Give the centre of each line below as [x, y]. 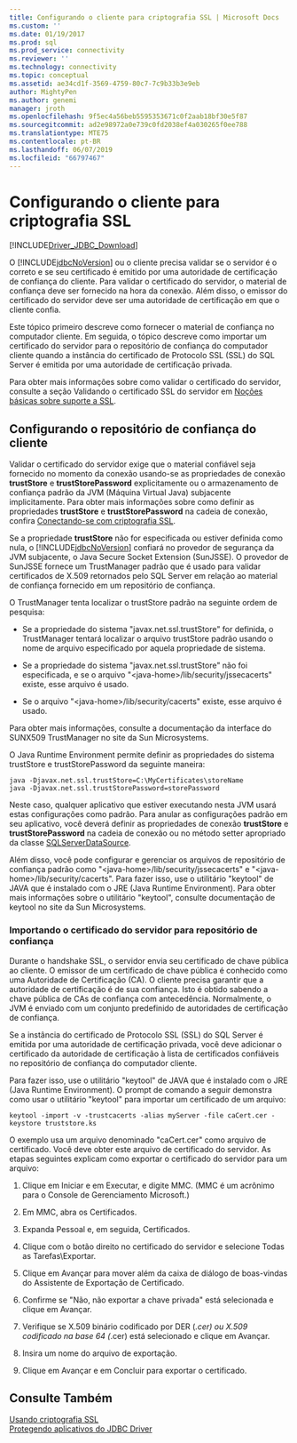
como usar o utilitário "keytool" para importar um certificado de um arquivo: [148, 1099]
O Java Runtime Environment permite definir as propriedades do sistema [142, 755]
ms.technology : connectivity [63, 68]
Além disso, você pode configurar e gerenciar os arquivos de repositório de [147, 860]
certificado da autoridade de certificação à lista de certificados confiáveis [144, 1054]
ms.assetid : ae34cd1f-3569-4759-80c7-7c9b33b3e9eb [105, 84]
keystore [25, 1123]
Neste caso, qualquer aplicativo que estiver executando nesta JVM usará [143, 805]
